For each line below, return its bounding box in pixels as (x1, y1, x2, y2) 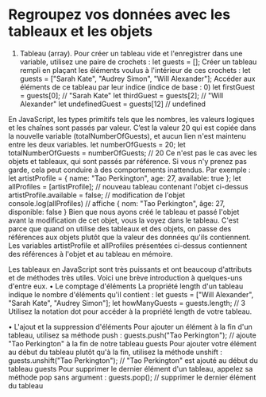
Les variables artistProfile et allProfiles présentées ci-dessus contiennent (8, 240, 248, 250)
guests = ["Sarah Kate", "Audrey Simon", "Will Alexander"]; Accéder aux (19, 74, 256, 83)
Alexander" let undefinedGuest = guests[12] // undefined (19, 99, 206, 109)
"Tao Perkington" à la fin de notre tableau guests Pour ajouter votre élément (8, 338, 256, 348)
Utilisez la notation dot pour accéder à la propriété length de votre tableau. (8, 307, 253, 316)
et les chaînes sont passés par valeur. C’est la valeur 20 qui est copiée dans (8, 123, 256, 132)
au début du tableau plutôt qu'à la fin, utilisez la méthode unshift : (8, 347, 222, 357)
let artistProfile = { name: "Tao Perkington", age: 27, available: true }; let (8, 173, 241, 183)
